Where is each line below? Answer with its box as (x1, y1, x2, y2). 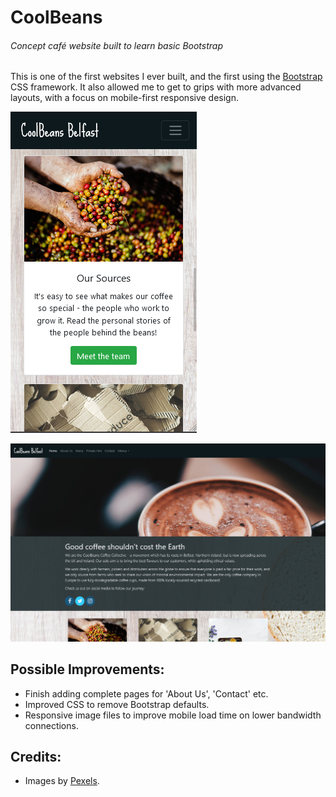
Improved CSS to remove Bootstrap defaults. (24, 698, 210, 710)
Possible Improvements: (10, 661, 165, 678)
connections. (24, 719, 79, 731)
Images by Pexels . (24, 775, 100, 787)
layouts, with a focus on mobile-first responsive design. (10, 92, 240, 104)
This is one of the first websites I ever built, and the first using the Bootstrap (10, 71, 323, 83)
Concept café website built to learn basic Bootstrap (10, 39, 224, 51)
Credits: (10, 749, 62, 766)
